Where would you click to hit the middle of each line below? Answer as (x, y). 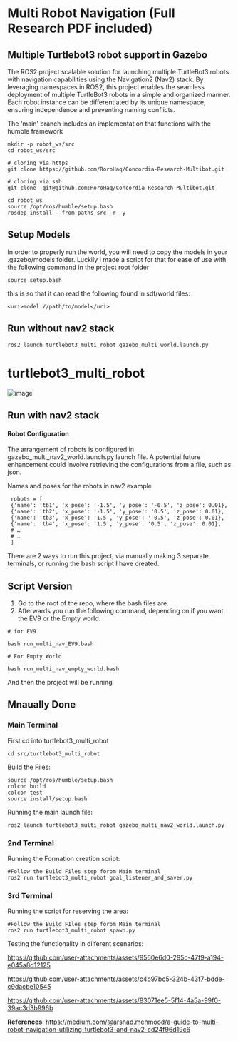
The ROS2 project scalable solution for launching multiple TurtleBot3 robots (118, 72)
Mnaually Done (42, 705)
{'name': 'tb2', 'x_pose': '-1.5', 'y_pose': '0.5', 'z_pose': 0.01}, (117, 512)
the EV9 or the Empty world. (59, 618)
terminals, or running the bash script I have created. (83, 564)
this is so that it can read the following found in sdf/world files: (99, 293)
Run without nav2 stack (61, 329)
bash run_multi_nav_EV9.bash (51, 644)
